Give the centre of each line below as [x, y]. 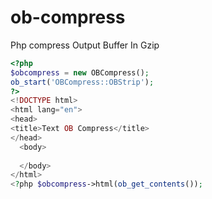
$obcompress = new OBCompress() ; [80, 72]
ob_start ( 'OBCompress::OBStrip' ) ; [82, 82]
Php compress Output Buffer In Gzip [85, 45]
